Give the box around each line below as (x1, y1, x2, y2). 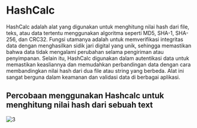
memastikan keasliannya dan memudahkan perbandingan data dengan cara (6, 60, 191, 68)
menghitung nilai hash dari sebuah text (6, 100, 153, 110)
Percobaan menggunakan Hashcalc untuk (6, 91, 164, 101)
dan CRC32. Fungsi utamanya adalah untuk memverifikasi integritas (18, 36, 183, 43)
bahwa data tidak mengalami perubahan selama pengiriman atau (6, 48, 164, 55)
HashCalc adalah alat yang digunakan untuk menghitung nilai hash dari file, (6, 23, 189, 30)
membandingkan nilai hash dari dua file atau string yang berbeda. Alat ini (6, 67, 185, 74)
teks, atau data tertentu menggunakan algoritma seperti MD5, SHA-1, (6, 29, 175, 36)
